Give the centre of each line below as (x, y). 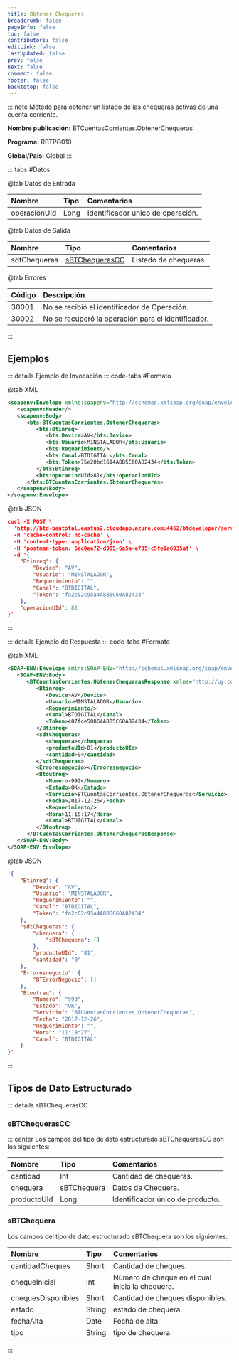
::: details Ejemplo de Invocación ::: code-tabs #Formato (89, 376)
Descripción (64, 295)
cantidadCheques (41, 1265)
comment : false (30, 73)
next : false (25, 67)
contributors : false (38, 41)
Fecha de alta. (136, 1321)
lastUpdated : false (36, 54)
